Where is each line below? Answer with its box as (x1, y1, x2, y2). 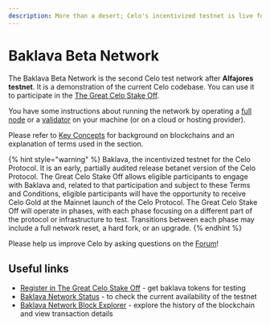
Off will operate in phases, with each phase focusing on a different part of (8, 206, 253, 215)
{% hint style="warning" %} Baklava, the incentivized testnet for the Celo (8, 154, 251, 164)
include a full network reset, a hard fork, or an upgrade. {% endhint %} (8, 223, 243, 232)
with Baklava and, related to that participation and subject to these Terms (8, 180, 251, 190)
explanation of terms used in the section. (8, 139, 144, 148)
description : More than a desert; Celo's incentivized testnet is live (8, 11, 253, 20)
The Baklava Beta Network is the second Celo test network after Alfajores (8, 73, 254, 83)
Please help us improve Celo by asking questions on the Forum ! (8, 239, 219, 248)
